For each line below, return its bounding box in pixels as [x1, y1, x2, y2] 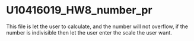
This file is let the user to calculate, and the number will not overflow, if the [6, 23, 189, 30]
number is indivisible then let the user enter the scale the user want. [6, 29, 172, 36]
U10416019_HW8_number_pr [6, 4, 152, 17]
